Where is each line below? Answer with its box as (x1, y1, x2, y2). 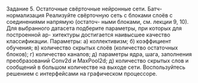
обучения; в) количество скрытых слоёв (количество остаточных (6, 44, 178, 51)
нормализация (6, 12, 45, 19)
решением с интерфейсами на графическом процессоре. (6, 70, 158, 77)
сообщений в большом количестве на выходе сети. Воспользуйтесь (6, 63, 186, 71)
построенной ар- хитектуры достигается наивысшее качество (6, 31, 170, 38)
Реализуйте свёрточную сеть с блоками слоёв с (45, 12, 173, 19)
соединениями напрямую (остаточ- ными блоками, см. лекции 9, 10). (6, 18, 189, 25)
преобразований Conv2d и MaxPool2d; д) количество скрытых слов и (6, 57, 189, 64)
